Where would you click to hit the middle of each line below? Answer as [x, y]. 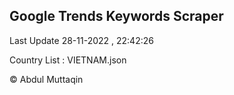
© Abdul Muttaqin [46, 79]
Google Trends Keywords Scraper [116, 16]
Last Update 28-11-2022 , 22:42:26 [81, 40]
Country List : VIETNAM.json [68, 60]
